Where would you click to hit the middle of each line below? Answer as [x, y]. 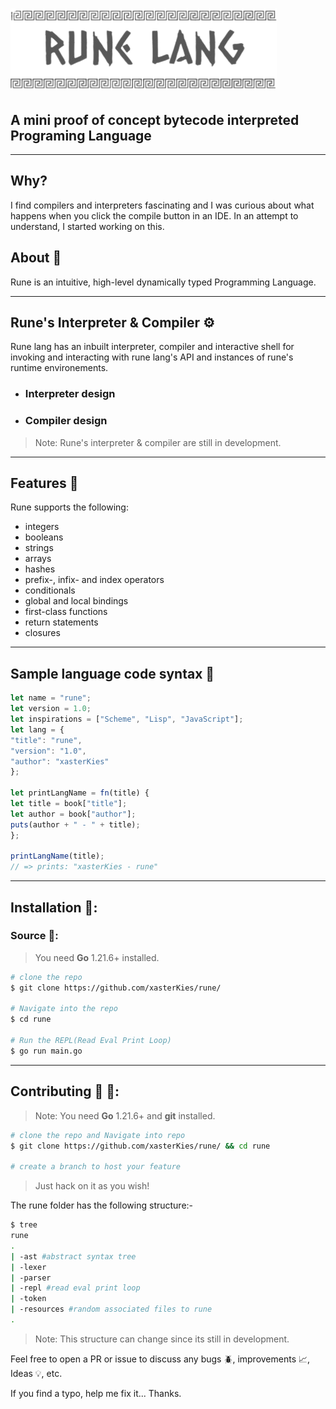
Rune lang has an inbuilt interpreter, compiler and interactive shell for [152, 347]
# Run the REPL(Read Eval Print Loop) [91, 1041]
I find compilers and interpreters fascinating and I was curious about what [162, 205]
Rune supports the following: [69, 507]
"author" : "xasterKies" [60, 761]
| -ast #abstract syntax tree [73, 1256]
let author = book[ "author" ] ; [73, 814]
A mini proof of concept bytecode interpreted [155, 119]
